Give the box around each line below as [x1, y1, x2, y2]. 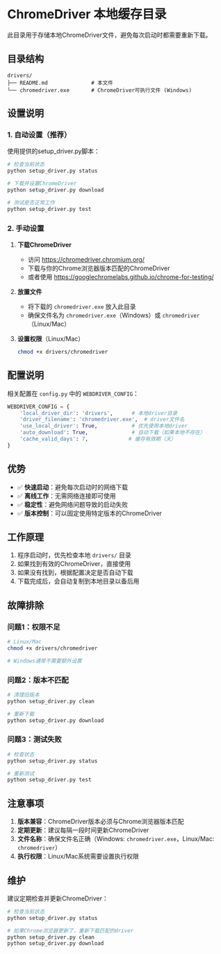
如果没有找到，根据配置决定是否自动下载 [17, 568, 133, 577]
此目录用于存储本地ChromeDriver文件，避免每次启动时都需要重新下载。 [7, 31, 212, 39]
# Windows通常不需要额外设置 [7, 657, 82, 664]
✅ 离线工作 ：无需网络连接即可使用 [17, 492, 116, 500]
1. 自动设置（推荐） [7, 130, 72, 140]
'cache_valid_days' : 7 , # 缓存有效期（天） [19, 436, 177, 443]
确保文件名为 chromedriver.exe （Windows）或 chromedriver [27, 311, 200, 319]
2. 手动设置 [7, 224, 44, 233]
